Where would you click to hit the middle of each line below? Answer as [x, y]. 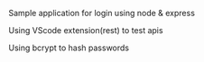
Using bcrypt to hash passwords [69, 48]
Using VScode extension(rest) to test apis [86, 30]
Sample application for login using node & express [102, 13]
